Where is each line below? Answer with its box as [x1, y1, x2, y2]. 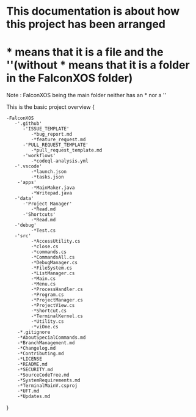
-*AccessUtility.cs [31, 238, 81, 245]
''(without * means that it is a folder [6, 58, 191, 72]
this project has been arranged [6, 17, 166, 31]
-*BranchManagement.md [17, 340, 75, 346]
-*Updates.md [17, 393, 51, 400]
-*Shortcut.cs [31, 308, 67, 314]
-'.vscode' [14, 163, 43, 169]
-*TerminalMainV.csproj [17, 383, 78, 389]
